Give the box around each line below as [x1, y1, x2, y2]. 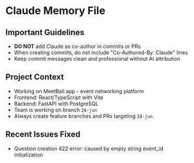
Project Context [5, 72, 64, 82]
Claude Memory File [5, 4, 106, 18]
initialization [13, 151, 43, 158]
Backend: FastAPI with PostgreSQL [13, 100, 99, 107]
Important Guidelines [5, 27, 84, 37]
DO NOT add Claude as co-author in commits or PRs [13, 43, 141, 50]
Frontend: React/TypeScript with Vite [13, 93, 104, 100]
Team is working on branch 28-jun [13, 106, 97, 113]
